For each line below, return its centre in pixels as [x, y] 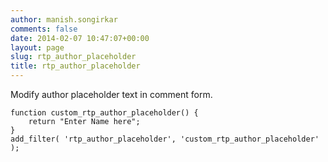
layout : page [37, 47]
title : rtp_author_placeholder [75, 66]
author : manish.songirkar [64, 19]
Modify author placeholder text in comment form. [111, 94]
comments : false [44, 29]
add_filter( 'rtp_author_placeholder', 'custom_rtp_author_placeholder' [165, 139]
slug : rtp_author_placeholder [73, 57]
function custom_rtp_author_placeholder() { [104, 113]
